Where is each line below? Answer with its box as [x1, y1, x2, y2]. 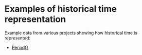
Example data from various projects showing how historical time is [4, 30, 138, 36]
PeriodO [11, 44, 29, 50]
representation [4, 14, 66, 25]
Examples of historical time [4, 3, 117, 15]
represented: [4, 35, 31, 41]
